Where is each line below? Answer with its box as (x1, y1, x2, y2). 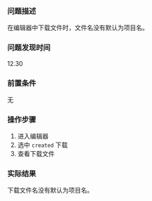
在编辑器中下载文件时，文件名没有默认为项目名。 (7, 23, 148, 32)
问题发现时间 (7, 43, 51, 53)
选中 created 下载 (17, 141, 68, 149)
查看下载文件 (17, 150, 55, 158)
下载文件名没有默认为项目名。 (7, 186, 93, 195)
